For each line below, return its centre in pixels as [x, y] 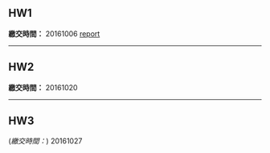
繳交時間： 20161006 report [54, 33]
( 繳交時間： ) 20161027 [45, 141]
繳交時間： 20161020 [43, 87]
